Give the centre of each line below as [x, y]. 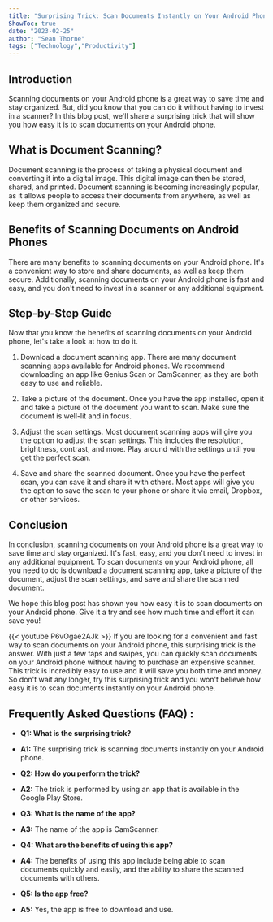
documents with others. [60, 878]
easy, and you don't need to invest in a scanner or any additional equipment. [136, 288]
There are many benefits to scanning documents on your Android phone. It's [136, 262]
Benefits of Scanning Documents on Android [124, 229]
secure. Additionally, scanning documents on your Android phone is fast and [136, 279]
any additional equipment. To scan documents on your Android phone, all [131, 562]
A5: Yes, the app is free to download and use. [97, 909]
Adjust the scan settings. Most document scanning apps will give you [136, 432]
